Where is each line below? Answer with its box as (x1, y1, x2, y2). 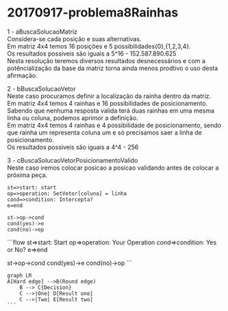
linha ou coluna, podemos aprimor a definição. (7, 113, 138, 122)
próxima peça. (7, 170, 48, 179)
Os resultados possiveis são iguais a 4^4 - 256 (7, 143, 139, 151)
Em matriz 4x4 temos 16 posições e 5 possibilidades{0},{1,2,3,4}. (7, 42, 191, 50)
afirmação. (7, 71, 38, 80)
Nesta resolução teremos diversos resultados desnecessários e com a (7, 56, 206, 65)
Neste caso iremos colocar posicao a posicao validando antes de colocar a (7, 163, 219, 172)
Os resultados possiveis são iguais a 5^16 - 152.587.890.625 (7, 49, 177, 58)
